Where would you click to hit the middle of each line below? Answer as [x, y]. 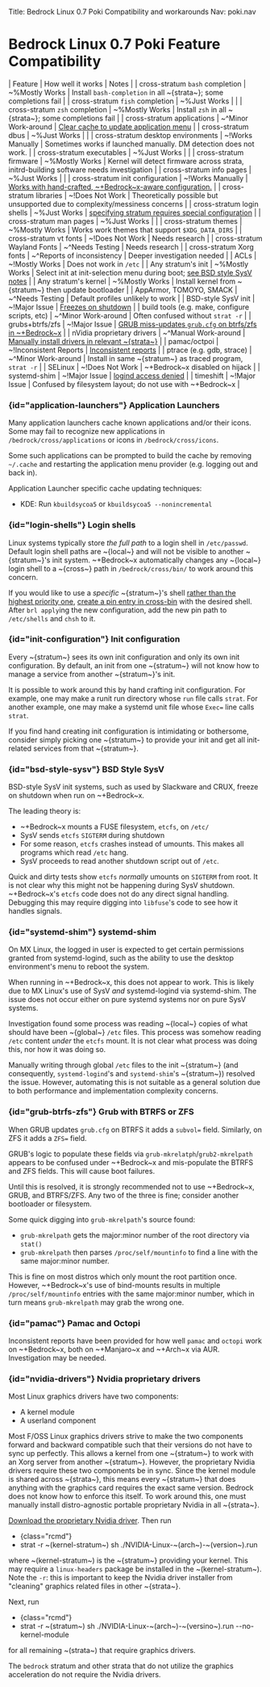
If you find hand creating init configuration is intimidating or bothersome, [129, 731]
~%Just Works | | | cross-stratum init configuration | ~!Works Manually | [128, 178]
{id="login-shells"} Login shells [72, 525]
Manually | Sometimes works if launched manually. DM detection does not [131, 144]
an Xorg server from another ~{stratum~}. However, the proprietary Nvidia [132, 1462]
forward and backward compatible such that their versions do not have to [130, 1445]
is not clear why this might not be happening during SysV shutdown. [122, 886]
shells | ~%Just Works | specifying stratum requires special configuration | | [135, 212]
